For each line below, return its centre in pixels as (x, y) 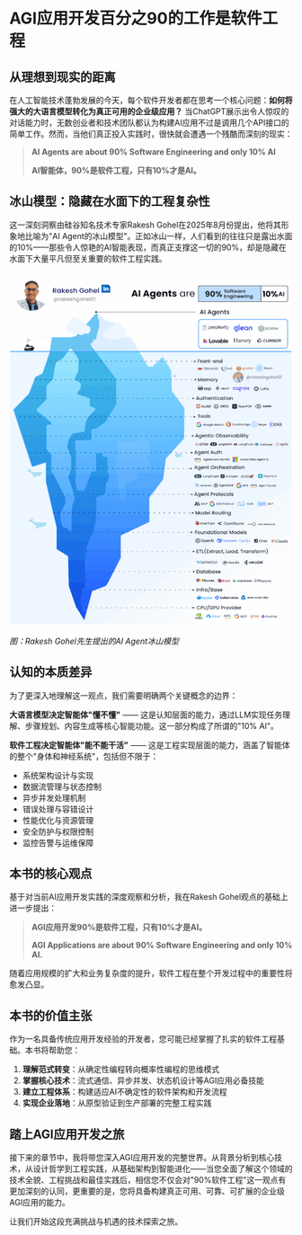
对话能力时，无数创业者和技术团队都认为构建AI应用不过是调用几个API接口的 (149, 123)
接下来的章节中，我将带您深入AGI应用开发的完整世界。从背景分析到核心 (142, 1158)
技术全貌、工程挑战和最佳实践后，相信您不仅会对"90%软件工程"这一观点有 (148, 1180)
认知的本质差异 (51, 672)
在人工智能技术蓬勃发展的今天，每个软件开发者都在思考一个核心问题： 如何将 (151, 100)
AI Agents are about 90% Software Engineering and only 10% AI (153, 152)
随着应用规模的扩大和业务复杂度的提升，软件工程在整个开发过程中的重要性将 (151, 973)
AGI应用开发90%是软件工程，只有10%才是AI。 (119, 928)
